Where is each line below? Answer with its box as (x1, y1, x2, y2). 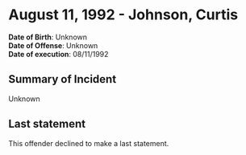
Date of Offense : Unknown (8, 40, 98, 50)
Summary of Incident (8, 72, 117, 86)
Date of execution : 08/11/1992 (8, 49, 109, 59)
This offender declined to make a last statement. (8, 138, 169, 148)
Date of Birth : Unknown (8, 32, 87, 42)
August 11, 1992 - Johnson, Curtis (8, 6, 239, 24)
